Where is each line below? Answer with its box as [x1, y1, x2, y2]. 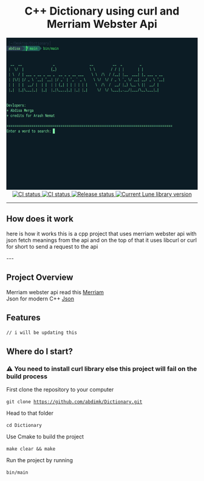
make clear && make [6, 446, 56, 452]
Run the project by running [6, 457, 73, 464]
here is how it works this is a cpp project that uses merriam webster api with [6, 230, 197, 237]
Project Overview [6, 272, 73, 283]
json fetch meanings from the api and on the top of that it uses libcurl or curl [6, 236, 197, 244]
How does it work [6, 214, 74, 224]
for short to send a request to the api [6, 243, 98, 250]
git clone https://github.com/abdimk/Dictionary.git [6, 399, 143, 405]
